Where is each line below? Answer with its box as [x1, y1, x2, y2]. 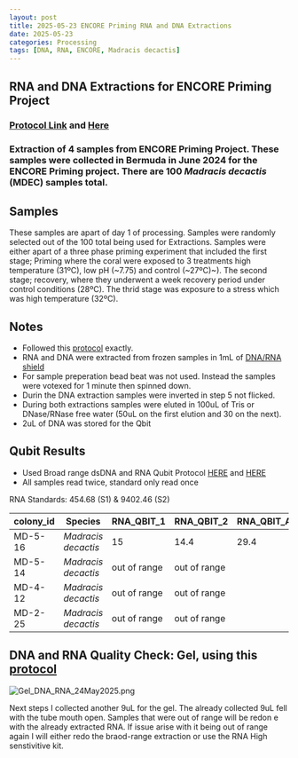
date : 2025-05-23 [9, 29, 74, 38]
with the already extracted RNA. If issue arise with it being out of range [9, 721, 269, 732]
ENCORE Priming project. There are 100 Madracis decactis [9, 165, 268, 178]
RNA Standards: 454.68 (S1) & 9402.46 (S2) [9, 493, 170, 504]
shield [21, 361, 44, 372]
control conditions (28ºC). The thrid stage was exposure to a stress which [9, 284, 279, 295]
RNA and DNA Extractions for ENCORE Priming [9, 79, 272, 94]
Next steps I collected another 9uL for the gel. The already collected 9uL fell [9, 702, 288, 713]
